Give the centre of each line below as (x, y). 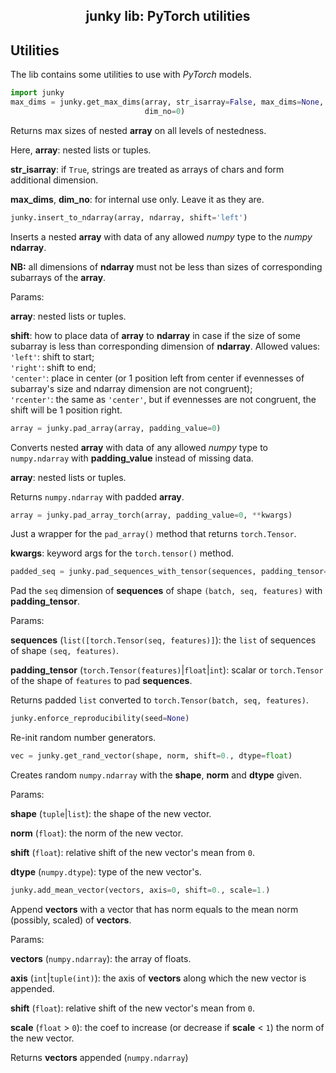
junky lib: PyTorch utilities (168, 16)
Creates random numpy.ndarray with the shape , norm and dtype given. (156, 775)
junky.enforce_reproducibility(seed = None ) (100, 719)
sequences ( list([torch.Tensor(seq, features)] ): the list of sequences (163, 640)
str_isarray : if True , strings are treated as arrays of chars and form (147, 169)
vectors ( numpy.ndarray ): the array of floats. (101, 958)
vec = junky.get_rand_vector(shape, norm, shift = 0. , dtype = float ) (151, 756)
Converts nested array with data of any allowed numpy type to (139, 447)
